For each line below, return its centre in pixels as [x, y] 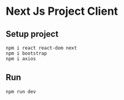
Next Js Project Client [62, 11]
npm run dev [21, 91]
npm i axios [21, 59]
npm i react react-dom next [42, 48]
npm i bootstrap [26, 53]
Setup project [32, 34]
